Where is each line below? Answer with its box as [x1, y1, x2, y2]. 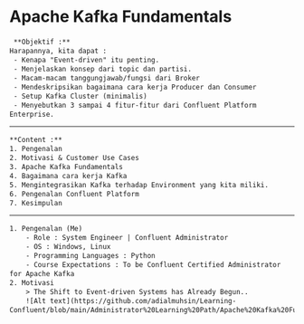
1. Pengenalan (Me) [9, 224, 83, 233]
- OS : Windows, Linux [25, 242, 111, 251]
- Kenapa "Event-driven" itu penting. [13, 55, 160, 64]
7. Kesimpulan [9, 198, 63, 207]
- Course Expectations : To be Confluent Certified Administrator [25, 260, 281, 269]
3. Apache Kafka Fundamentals [9, 162, 124, 171]
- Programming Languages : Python [25, 251, 156, 260]
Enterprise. [9, 110, 54, 119]
